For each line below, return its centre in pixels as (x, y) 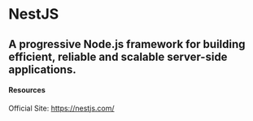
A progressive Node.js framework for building (127, 44)
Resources (27, 90)
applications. (42, 69)
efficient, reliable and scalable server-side (118, 56)
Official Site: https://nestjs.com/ (62, 108)
